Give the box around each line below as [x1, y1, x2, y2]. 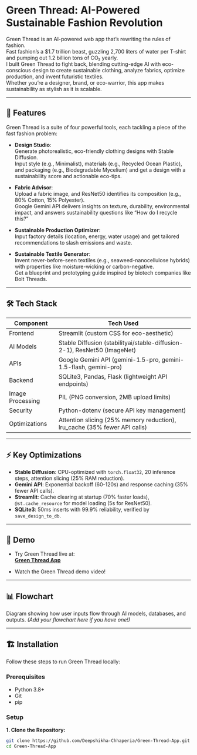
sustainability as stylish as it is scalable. [6, 85, 102, 92]
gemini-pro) [87, 363, 122, 371]
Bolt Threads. [14, 275, 47, 282]
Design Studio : [14, 141, 52, 148]
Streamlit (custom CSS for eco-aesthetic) [58, 329, 174, 337]
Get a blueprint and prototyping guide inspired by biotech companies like [14, 269, 191, 276]
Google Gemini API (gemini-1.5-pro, [58, 355, 161, 363]
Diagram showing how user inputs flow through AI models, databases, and [6, 610, 186, 617]
